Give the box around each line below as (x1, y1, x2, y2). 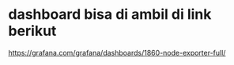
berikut (8, 22, 57, 40)
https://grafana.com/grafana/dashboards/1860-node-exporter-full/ (8, 48, 226, 57)
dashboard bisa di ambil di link (8, 5, 212, 23)
